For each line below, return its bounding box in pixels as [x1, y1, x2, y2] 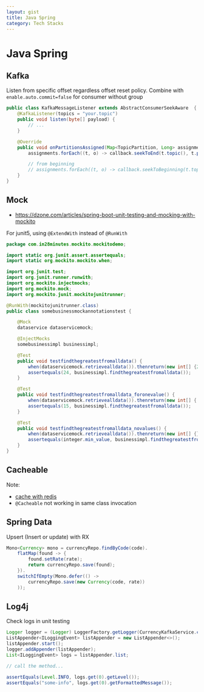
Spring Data [6, 517, 52, 528]
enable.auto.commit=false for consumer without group [6, 93, 143, 101]
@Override [17, 138, 42, 145]
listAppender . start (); [6, 641, 64, 647]
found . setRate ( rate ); [28, 556, 83, 562]
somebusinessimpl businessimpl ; [17, 342, 99, 348]
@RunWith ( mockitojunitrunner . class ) [6, 302, 99, 308]
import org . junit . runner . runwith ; [6, 275, 94, 281]
